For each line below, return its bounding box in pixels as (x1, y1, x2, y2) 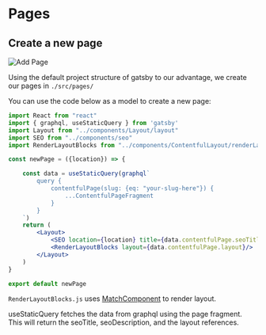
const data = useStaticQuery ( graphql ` (22, 169, 150, 178)
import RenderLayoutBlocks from (8, 141, 115, 149)
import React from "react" (8, 112, 97, 120)
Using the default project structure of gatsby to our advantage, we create (8, 73, 247, 82)
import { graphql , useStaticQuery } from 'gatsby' (8, 119, 179, 127)
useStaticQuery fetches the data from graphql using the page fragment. (8, 310, 243, 319)
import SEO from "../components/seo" (8, 134, 133, 142)
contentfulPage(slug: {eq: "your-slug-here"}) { (50, 185, 215, 192)
